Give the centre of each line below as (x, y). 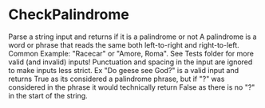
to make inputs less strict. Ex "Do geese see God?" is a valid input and (124, 70)
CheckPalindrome (69, 15)
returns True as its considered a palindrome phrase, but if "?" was (117, 79)
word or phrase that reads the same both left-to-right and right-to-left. (124, 44)
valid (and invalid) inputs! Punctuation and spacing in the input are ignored (131, 62)
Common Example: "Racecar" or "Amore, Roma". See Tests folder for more (131, 53)
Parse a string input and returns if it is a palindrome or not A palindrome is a (132, 37)
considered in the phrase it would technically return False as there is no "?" (132, 87)
